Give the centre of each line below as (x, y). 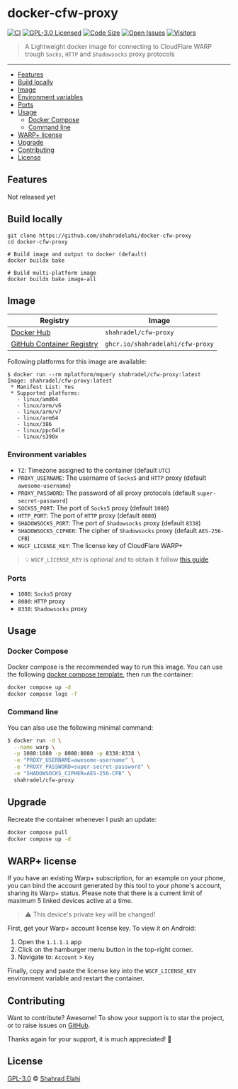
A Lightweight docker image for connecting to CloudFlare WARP (118, 46)
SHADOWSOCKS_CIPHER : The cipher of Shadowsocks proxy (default (107, 530)
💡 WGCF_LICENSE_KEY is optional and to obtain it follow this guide (117, 559)
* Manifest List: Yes (42, 387)
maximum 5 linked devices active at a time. (70, 901)
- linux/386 (34, 425)
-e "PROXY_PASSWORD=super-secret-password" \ (82, 767)
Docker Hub (31, 333)
